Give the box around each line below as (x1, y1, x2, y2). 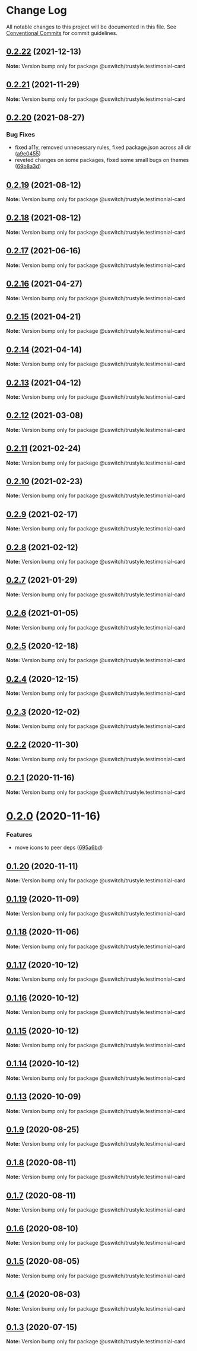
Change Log (6, 4, 67, 17)
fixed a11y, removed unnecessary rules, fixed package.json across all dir (14, 144, 192, 151)
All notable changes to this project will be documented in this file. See (6, 23, 177, 30)
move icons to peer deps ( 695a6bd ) (14, 844, 103, 851)
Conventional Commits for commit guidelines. (6, 29, 117, 36)
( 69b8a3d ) (14, 163, 42, 170)
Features (6, 830, 33, 838)
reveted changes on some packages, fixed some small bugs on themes (14, 157, 189, 164)
